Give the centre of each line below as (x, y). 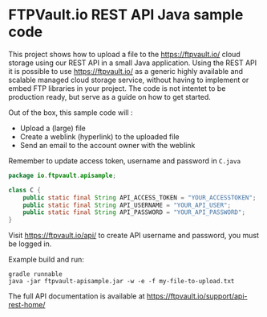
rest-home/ (27, 305)
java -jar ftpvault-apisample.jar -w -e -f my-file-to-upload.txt (121, 282)
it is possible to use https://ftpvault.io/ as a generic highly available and (125, 71)
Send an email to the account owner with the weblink (107, 145)
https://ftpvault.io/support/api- (197, 296)
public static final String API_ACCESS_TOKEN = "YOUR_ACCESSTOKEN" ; (140, 198)
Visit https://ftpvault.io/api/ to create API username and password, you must (133, 236)
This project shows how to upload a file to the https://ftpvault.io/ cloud (124, 54)
